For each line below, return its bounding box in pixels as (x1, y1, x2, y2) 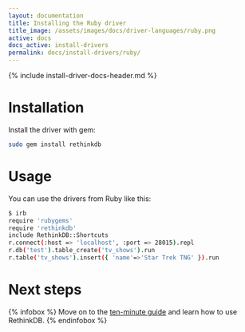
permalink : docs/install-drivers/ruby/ (8, 49, 141, 57)
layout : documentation (8, 11, 84, 20)
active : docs (8, 34, 52, 42)
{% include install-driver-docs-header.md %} (8, 71, 157, 80)
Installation (8, 99, 85, 117)
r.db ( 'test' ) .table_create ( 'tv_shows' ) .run (8, 247, 156, 255)
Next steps (8, 281, 82, 299)
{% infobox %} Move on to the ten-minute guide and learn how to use (8, 306, 238, 316)
